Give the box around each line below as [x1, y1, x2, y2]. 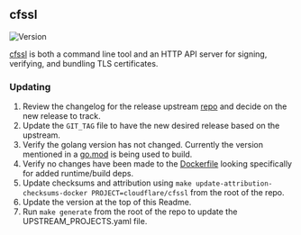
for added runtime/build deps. [22, 168, 133, 179]
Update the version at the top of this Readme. [22, 197, 192, 208]
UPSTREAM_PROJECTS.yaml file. [22, 216, 148, 227]
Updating [9, 80, 51, 93]
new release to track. [22, 111, 101, 122]
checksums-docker [22, 189, 88, 198]
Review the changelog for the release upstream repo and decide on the [22, 101, 287, 112]
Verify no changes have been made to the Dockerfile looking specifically [22, 158, 293, 169]
